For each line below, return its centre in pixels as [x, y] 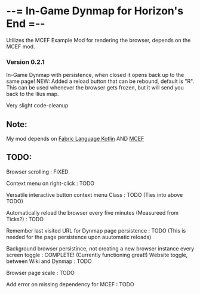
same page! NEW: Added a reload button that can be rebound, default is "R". [100, 81]
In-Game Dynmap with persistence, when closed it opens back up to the [95, 75]
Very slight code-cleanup [37, 106]
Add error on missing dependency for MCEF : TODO [70, 284]
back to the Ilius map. [33, 94]
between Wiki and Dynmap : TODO [49, 261]
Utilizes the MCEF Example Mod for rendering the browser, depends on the [99, 40]
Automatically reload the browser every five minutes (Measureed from [93, 212]
